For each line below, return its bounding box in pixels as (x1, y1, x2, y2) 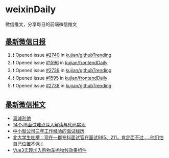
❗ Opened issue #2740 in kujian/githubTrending (12, 52, 112, 58)
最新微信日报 (5, 37, 46, 47)
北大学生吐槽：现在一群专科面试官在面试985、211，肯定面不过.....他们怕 (12, 134, 164, 140)
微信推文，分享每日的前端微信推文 (5, 21, 77, 27)
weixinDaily (5, 4, 56, 15)
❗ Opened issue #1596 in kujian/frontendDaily (12, 59, 108, 65)
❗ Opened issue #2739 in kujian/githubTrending (12, 67, 112, 73)
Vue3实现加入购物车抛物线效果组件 (12, 147, 87, 153)
